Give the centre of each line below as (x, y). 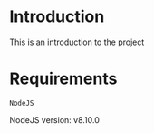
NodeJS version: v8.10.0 (54, 119)
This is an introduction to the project (77, 42)
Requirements (63, 79)
